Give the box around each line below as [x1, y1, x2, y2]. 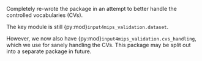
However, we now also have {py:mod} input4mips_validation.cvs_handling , [6, 35, 197, 42]
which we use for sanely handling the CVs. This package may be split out [6, 42, 191, 48]
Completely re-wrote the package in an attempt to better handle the [6, 5, 178, 12]
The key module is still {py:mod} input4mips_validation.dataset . [6, 24, 169, 30]
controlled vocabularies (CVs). [6, 11, 83, 19]
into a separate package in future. [6, 48, 92, 55]
